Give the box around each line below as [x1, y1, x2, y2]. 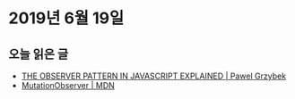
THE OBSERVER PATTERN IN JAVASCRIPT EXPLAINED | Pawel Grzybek [21, 70, 287, 81]
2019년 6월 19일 [8, 8, 125, 29]
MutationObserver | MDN [21, 80, 116, 90]
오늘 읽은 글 [8, 46, 69, 62]
